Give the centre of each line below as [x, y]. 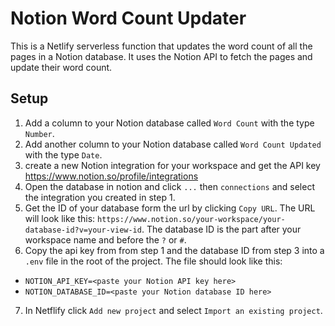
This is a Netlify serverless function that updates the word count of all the [161, 46]
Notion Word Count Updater [128, 18]
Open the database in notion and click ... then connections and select [169, 186]
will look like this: [60, 218]
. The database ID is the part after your [221, 229]
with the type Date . [63, 154]
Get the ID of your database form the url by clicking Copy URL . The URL [170, 208]
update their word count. [61, 67]
